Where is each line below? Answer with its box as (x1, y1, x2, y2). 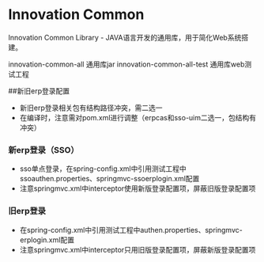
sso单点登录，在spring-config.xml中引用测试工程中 (19, 164, 187, 173)
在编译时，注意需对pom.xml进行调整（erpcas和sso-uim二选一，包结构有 (19, 112, 257, 122)
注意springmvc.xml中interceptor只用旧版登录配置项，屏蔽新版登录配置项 (19, 245, 256, 254)
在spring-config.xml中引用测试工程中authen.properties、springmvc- (19, 225, 243, 234)
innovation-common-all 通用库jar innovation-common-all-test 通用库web (8, 59, 245, 69)
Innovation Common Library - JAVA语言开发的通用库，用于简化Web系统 (8, 32, 242, 42)
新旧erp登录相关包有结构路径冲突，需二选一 (19, 103, 164, 112)
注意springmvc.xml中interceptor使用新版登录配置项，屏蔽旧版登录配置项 (19, 184, 256, 193)
